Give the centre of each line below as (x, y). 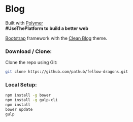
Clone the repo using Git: (31, 63)
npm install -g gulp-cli (31, 100)
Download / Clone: (29, 51)
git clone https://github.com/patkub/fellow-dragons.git (67, 72)
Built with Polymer (24, 23)
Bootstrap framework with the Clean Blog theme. (56, 38)
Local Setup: (21, 85)
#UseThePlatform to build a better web (47, 28)
